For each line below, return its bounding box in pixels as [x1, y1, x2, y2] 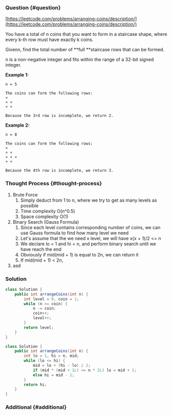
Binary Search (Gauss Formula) [12, 219, 80, 225]
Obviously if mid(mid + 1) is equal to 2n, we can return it [20, 251, 139, 258]
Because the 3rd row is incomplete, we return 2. [5, 113, 114, 118]
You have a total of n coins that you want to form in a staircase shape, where [5, 31, 167, 37]
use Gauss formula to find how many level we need [20, 230, 129, 236]
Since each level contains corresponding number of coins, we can [20, 224, 161, 230]
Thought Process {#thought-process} [5, 180, 102, 187]
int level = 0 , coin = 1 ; [24, 297, 80, 302]
